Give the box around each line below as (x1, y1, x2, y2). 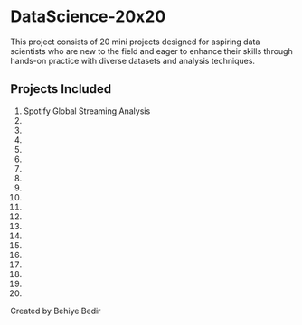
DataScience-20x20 (10, 6, 166, 27)
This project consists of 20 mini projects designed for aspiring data (10, 36, 260, 47)
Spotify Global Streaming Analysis (23, 106, 151, 116)
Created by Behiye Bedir (10, 305, 101, 316)
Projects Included (10, 81, 112, 97)
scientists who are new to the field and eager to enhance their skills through (10, 45, 293, 56)
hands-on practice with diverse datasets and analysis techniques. (10, 55, 256, 66)
